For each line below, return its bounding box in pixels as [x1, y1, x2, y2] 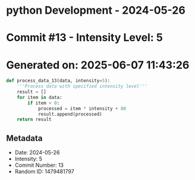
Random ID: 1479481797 [14, 168, 74, 175]
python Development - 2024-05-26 [6, 4, 185, 17]
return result [17, 117, 52, 123]
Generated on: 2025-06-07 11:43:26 [6, 58, 190, 72]
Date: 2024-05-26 [14, 149, 60, 156]
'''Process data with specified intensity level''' [17, 83, 147, 89]
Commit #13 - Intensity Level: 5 [6, 31, 163, 45]
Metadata [6, 133, 43, 143]
